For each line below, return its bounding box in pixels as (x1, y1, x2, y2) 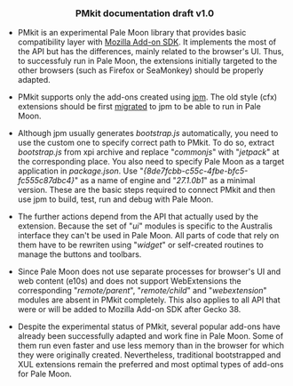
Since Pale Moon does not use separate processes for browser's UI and (17, 266, 281, 277)
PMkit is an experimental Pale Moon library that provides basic (17, 28, 247, 38)
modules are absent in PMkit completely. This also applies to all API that (17, 294, 281, 305)
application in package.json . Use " (17, 165, 144, 176)
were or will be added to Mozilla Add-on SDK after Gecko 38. (17, 304, 242, 315)
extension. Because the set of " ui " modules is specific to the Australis (17, 221, 273, 231)
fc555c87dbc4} (17, 175, 75, 186)
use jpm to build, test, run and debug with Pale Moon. (17, 194, 214, 205)
